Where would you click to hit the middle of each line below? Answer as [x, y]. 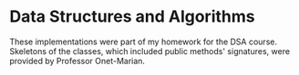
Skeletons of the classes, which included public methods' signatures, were [149, 51]
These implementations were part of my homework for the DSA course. [144, 42]
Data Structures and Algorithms [132, 17]
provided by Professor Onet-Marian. [77, 61]
